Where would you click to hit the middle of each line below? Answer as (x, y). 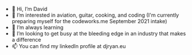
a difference (26, 40)
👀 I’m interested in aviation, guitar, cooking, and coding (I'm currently (95, 15)
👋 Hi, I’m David (29, 9)
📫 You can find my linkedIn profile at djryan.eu (69, 46)
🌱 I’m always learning (37, 27)
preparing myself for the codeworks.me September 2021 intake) (90, 21)
